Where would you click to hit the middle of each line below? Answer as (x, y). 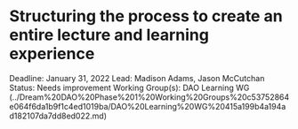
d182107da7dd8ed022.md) (58, 116)
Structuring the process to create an (146, 16)
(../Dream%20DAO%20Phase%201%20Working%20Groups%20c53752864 (149, 97)
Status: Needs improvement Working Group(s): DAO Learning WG (129, 87)
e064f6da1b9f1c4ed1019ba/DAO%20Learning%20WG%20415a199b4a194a (148, 106)
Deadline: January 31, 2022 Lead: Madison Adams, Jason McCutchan (137, 78)
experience (52, 54)
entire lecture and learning (109, 35)
